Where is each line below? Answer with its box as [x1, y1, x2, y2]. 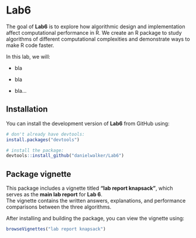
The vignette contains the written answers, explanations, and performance [6, 197, 186, 205]
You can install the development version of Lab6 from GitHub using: [6, 120, 170, 127]
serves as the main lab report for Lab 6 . [6, 191, 102, 198]
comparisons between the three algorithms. [6, 203, 112, 210]
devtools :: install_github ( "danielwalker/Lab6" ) [6, 153, 125, 159]
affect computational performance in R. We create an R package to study [6, 29, 183, 36]
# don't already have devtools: [6, 131, 85, 137]
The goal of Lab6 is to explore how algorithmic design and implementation [6, 23, 185, 30]
